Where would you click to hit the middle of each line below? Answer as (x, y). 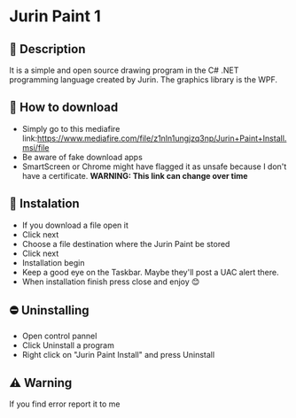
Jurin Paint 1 (55, 16)
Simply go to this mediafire (71, 128)
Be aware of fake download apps (82, 157)
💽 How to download (64, 108)
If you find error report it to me (65, 404)
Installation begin (53, 262)
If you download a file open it (75, 225)
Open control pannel (59, 336)
